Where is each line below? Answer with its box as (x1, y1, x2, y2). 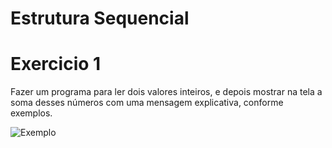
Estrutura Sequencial (10, 7, 190, 30)
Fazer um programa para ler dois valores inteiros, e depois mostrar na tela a (10, 86, 323, 98)
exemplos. (10, 107, 53, 119)
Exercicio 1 (10, 53, 102, 76)
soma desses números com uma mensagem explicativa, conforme (10, 97, 284, 109)
